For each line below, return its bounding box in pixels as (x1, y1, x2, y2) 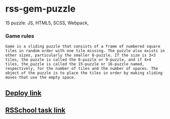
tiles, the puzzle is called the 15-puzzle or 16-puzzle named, (5, 62, 145, 67)
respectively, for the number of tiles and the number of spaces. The (5, 66, 158, 71)
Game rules (5, 32, 35, 39)
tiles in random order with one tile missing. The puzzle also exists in (5, 49, 165, 54)
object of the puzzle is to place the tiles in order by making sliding (5, 70, 163, 76)
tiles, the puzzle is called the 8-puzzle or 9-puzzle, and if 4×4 (5, 57, 152, 62)
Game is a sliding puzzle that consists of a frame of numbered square (5, 44, 160, 49)
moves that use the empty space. (5, 75, 76, 80)
